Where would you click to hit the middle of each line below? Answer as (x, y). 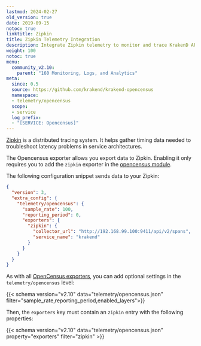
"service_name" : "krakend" (66, 237)
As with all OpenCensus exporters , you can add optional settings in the (94, 277)
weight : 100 (21, 51)
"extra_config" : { (35, 198)
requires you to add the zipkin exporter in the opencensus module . (89, 165)
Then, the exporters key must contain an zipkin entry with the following (95, 312)
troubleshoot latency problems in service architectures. (74, 147)
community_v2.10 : (33, 67)
